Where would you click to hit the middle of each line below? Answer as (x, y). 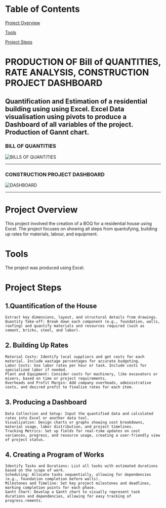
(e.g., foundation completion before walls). (53, 479)
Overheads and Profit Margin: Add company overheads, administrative (78, 383)
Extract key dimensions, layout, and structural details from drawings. (82, 317)
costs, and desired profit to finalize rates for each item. (69, 387)
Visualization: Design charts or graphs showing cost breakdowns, (75, 422)
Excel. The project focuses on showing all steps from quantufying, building (81, 229)
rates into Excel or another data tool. (47, 418)
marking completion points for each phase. (51, 488)
